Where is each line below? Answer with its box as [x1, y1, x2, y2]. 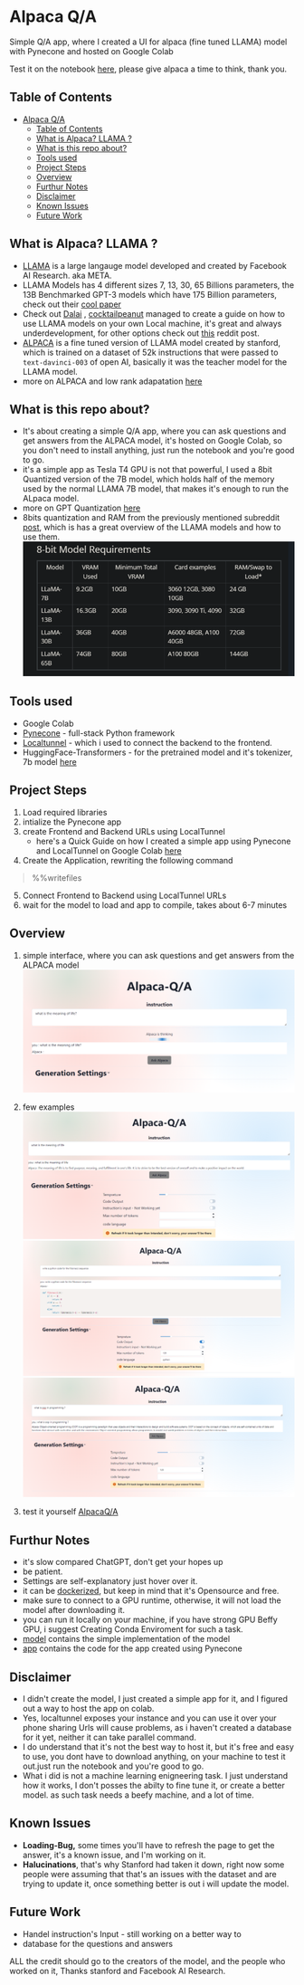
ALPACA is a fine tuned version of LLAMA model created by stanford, [22, 337, 281, 348]
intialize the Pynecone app [22, 816, 122, 827]
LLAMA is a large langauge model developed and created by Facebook [22, 260, 287, 271]
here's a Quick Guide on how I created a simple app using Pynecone [35, 835, 291, 846]
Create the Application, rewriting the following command [22, 854, 233, 865]
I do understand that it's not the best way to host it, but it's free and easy [22, 1741, 294, 1752]
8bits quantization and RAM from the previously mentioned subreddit [22, 512, 280, 523]
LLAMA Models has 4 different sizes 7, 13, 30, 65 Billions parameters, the [22, 279, 295, 291]
